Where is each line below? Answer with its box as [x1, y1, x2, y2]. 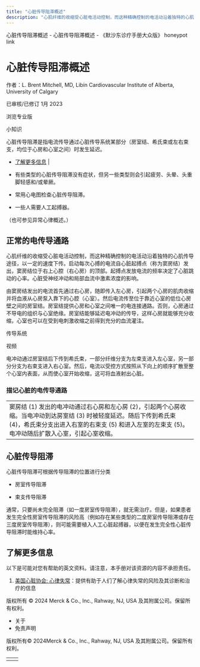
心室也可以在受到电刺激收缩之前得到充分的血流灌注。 [16, 317, 147, 324]
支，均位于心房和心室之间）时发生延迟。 [6, 146, 105, 153]
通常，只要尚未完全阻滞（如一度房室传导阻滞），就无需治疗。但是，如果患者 [6, 506, 192, 513]
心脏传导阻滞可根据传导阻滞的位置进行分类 [6, 468, 111, 475]
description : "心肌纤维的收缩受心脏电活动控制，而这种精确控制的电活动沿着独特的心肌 [6, 14, 195, 20]
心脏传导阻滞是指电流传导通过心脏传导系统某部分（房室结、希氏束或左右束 [6, 138, 189, 146]
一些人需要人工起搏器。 [14, 203, 73, 211]
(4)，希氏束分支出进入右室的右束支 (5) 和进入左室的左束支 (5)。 [9, 420, 189, 428]
